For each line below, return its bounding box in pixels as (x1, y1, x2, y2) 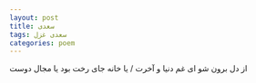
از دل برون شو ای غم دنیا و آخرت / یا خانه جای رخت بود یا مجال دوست (9, 63, 248, 74)
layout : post (9, 13, 59, 23)
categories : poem (9, 38, 76, 48)
